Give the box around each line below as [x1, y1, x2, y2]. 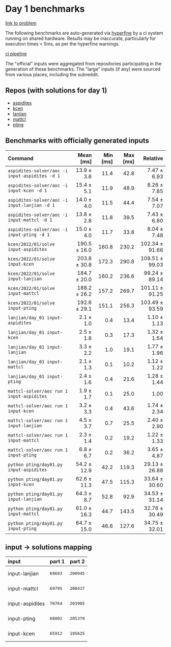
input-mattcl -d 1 [8, 217, 52, 223]
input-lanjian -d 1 [8, 202, 55, 208]
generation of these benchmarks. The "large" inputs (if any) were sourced [5, 66, 161, 72]
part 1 [49, 558, 65, 565]
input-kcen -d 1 [8, 188, 47, 193]
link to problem [5, 20, 37, 26]
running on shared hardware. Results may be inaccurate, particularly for [5, 35, 156, 41]
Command [8, 154, 34, 161]
